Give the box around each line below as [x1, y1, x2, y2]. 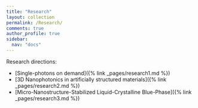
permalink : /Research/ [6, 20, 63, 26]
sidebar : [6, 36, 28, 42]
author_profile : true [6, 31, 60, 37]
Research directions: [6, 58, 57, 65]
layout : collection [6, 14, 55, 20]
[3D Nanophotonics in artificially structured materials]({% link [14, 75, 166, 83]
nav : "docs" [11, 42, 42, 48]
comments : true [6, 25, 44, 31]
